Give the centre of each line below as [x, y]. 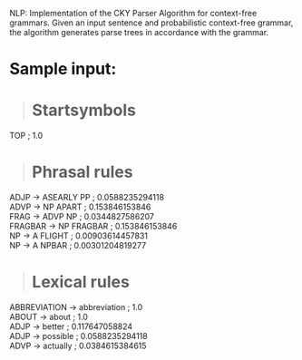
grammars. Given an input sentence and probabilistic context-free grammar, [151, 23]
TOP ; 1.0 [26, 136]
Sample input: [63, 69]
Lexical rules [80, 282]
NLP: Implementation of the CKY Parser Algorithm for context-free [133, 13]
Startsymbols [83, 110]
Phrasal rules [82, 172]
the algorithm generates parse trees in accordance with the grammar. [139, 32]
